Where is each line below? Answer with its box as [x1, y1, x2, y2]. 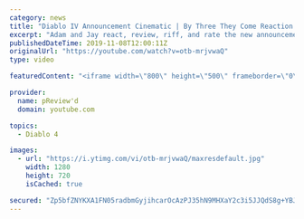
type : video [9, 55, 54, 64]
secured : [9, 195, 43, 205]
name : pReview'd [17, 96, 79, 105]
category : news [9, 13, 67, 23]
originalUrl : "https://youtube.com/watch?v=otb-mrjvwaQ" [9, 47, 229, 56]
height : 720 [25, 171, 71, 180]
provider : [9, 88, 47, 97]
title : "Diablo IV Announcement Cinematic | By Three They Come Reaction [9, 22, 294, 31]
